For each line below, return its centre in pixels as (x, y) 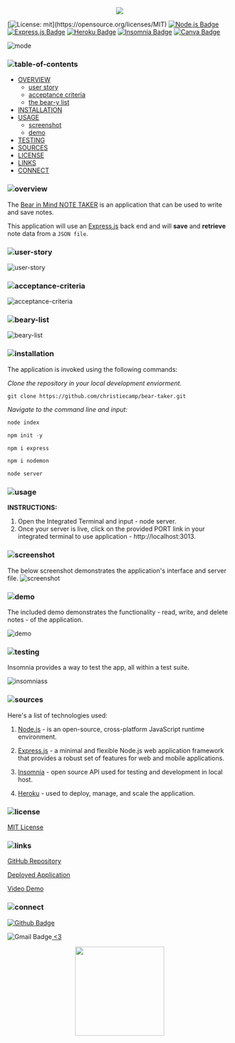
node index (23, 422)
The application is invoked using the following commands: (93, 369)
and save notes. (31, 212)
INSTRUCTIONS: (32, 508)
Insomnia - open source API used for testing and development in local (120, 772)
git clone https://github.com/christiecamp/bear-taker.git (97, 396)
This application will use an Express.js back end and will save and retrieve (117, 226)
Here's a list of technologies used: (58, 715)
